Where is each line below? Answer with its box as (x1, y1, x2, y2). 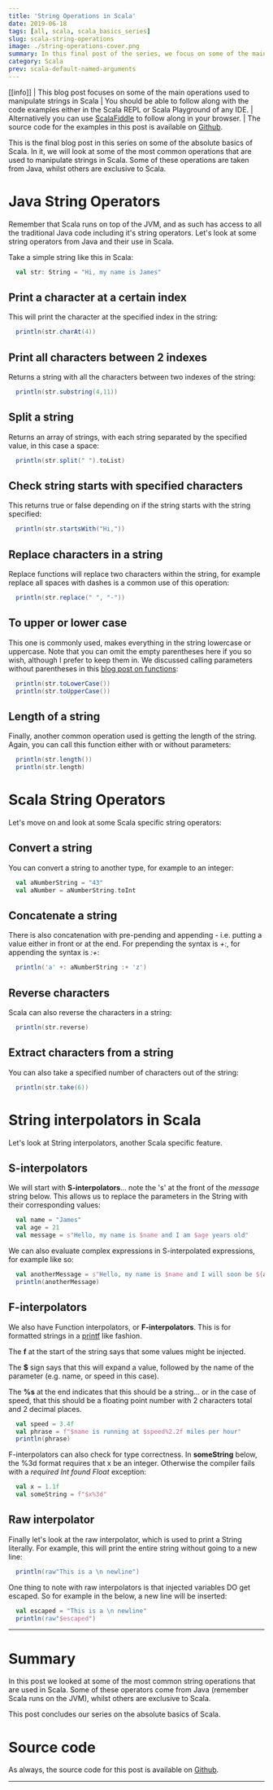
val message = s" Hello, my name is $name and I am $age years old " (15, 1231, 249, 1239)
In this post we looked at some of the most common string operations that (8, 1676, 256, 1687)
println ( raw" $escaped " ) (15, 1614, 96, 1622)
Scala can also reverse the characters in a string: (8, 1008, 172, 1018)
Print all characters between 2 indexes (8, 350, 207, 364)
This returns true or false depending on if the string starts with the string (8, 500, 251, 510)
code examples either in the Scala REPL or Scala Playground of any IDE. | (8, 104, 253, 114)
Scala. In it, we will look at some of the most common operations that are (8, 146, 252, 156)
